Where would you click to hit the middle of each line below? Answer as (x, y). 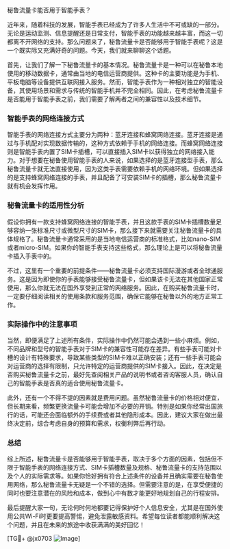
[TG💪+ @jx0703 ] (44, 539)
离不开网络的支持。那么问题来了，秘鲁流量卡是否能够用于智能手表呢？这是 (118, 42)
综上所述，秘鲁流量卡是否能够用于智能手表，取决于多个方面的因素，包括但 (112, 459)
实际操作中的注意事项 (42, 324)
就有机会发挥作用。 (34, 186)
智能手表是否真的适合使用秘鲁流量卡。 (73, 383)
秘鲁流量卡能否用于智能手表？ (49, 10)
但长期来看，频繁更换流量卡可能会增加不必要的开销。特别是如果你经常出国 (112, 406)
